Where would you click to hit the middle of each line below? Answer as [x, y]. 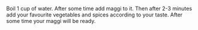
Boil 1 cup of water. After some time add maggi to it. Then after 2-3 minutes [99, 9]
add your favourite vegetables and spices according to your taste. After [94, 15]
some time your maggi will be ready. [51, 21]
